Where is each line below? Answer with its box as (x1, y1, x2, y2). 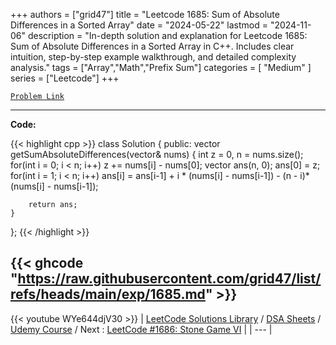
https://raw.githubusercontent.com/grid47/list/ (17, 270, 322, 288)
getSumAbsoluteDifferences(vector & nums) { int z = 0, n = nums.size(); (10, 149, 304, 160)
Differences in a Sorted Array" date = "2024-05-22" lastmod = (10, 19, 268, 31)
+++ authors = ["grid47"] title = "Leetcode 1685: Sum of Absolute (10, 9, 280, 20)
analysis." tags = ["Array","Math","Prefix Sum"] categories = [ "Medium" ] (10, 62, 312, 73)
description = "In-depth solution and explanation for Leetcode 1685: (27, 30, 308, 41)
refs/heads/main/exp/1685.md (10, 286, 206, 303)
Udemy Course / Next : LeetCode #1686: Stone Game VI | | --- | (10, 323, 273, 335)
